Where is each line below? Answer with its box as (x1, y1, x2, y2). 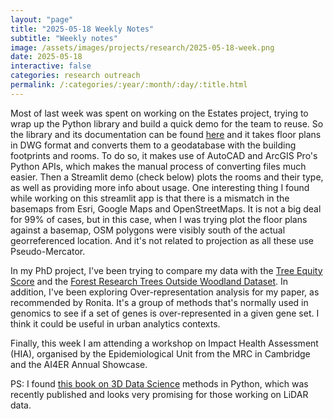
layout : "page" (10, 14, 74, 25)
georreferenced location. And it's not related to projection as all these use (10, 234, 314, 246)
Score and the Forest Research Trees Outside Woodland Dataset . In (10, 275, 289, 287)
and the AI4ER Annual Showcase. (10, 358, 148, 370)
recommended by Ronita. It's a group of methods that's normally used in (10, 296, 309, 308)
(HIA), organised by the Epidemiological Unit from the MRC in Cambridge (10, 347, 311, 360)
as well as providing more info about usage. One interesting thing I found (10, 181, 310, 193)
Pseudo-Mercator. (10, 245, 86, 257)
